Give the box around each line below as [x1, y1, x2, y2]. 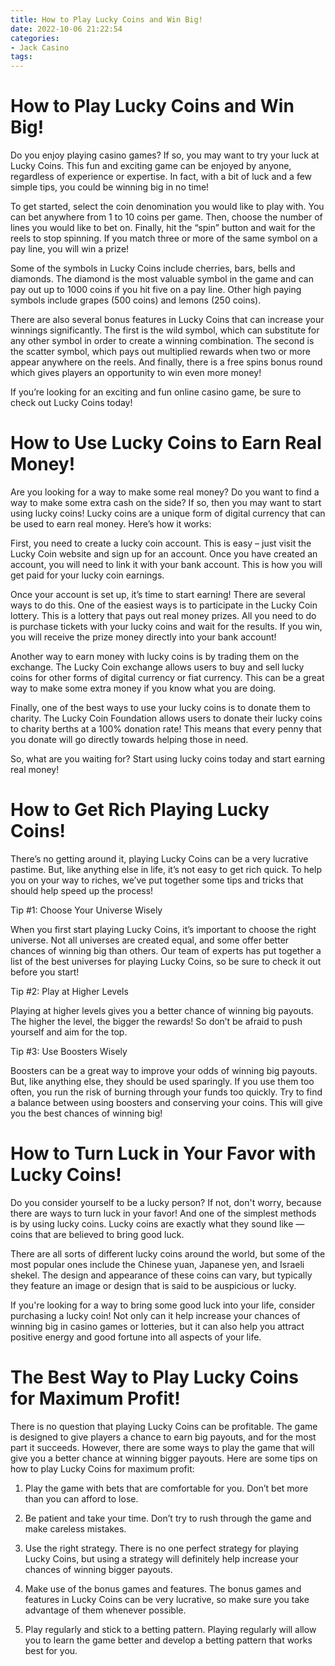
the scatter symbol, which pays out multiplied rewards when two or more [10, 346, 311, 358]
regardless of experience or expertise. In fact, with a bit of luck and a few [10, 171, 313, 183]
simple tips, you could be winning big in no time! [10, 181, 210, 193]
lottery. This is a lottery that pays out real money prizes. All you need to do [10, 610, 317, 621]
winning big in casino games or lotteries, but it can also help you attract [10, 1320, 305, 1332]
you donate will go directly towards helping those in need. [10, 734, 249, 745]
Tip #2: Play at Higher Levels [10, 985, 129, 997]
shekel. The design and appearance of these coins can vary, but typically [10, 1269, 313, 1281]
